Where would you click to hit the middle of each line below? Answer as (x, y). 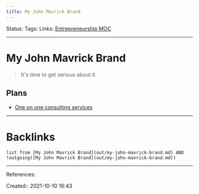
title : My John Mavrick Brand (44, 12)
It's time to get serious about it (58, 74)
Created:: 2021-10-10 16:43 (39, 186)
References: (21, 174)
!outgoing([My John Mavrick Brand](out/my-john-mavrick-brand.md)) (91, 158)
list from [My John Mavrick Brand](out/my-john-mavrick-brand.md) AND (95, 153)
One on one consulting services (54, 107)
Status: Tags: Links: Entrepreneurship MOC (59, 28)
